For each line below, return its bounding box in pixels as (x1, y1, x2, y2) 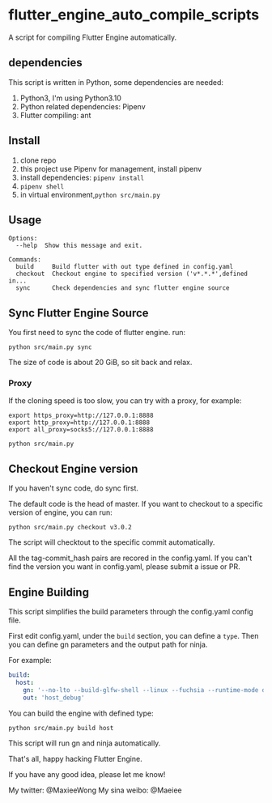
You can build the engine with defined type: (8, 708, 154, 718)
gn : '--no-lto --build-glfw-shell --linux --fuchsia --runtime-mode (23, 686, 259, 694)
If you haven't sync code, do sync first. (8, 483, 139, 493)
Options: (8, 235, 38, 243)
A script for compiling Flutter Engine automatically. (8, 32, 177, 42)
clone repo (19, 155, 57, 165)
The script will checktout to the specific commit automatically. (8, 537, 215, 547)
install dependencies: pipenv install (19, 172, 144, 182)
